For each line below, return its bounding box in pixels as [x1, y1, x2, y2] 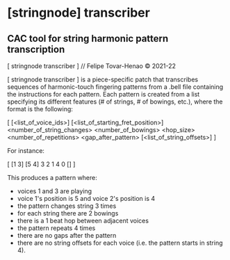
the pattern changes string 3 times [17, 202, 117, 210]
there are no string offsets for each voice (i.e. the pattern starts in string [17, 238, 224, 247]
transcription [7, 43, 65, 55]
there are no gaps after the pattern [17, 231, 117, 239]
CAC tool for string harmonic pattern [7, 33, 169, 44]
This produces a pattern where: [7, 174, 97, 181]
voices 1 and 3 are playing [17, 187, 92, 195]
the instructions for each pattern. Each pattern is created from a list [7, 90, 200, 98]
